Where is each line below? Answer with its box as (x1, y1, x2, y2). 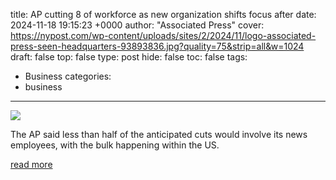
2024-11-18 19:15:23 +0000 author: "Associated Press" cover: (10, 19, 265, 31)
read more (10, 159, 53, 170)
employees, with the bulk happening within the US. (10, 139, 220, 151)
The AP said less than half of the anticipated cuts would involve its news (10, 129, 308, 140)
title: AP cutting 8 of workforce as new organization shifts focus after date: (10, 9, 317, 20)
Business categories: (24, 70, 112, 82)
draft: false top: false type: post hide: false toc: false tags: (10, 51, 248, 63)
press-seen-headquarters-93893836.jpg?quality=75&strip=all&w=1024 (10, 40, 305, 52)
